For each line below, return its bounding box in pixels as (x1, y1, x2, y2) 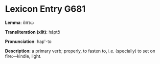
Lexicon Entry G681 (5, 3, 86, 15)
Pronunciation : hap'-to (5, 38, 52, 44)
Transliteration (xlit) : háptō (5, 29, 60, 35)
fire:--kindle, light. (5, 53, 42, 59)
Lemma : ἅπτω (5, 20, 34, 25)
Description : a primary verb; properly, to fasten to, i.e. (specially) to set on (5, 48, 156, 54)
